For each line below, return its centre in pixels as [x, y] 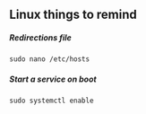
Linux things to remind [73, 15]
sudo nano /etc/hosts [50, 59]
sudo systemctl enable [52, 101]
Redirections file [40, 37]
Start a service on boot [53, 79]
